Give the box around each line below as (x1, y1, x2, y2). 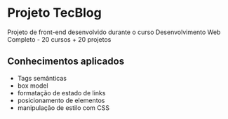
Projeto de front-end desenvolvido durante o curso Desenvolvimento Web (7, 28, 221, 36)
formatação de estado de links (17, 88, 106, 97)
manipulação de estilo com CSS (17, 103, 110, 112)
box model (17, 81, 48, 90)
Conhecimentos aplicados (7, 56, 125, 68)
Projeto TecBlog (7, 5, 102, 21)
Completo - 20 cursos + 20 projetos (7, 35, 112, 43)
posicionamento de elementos (17, 96, 105, 104)
